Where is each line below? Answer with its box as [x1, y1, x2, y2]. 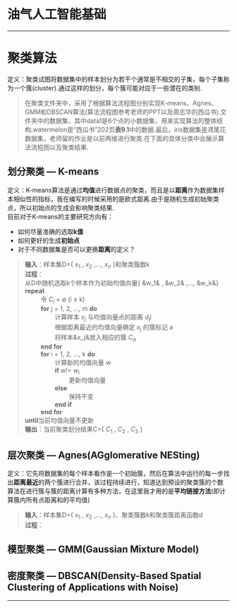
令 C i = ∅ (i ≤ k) [40, 295, 85, 305]
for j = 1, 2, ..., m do [40, 305, 97, 313]
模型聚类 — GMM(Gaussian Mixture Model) [7, 544, 200, 556]
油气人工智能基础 [7, 6, 107, 23]
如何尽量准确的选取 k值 [17, 227, 83, 235]
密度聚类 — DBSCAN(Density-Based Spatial [7, 570, 202, 582]
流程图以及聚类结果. [30, 143, 89, 151]
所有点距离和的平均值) [25, 496, 90, 504]
